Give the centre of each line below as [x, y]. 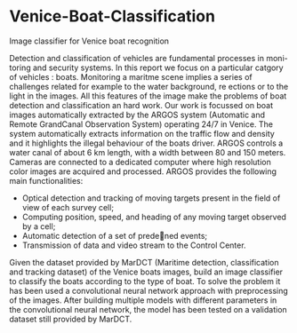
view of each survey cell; [68, 207]
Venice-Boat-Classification [112, 16]
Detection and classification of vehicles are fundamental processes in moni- [148, 58]
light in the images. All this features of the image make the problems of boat [148, 96]
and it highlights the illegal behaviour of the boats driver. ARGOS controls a [146, 143]
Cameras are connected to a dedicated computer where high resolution [140, 162]
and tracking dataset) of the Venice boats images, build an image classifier [146, 272]
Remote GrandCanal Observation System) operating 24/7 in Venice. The [141, 124]
